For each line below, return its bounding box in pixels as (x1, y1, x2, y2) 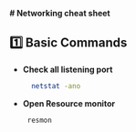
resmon (26, 116, 52, 125)
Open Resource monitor (22, 97, 116, 108)
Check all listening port (22, 64, 113, 75)
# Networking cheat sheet (9, 8, 111, 18)
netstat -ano (31, 81, 81, 90)
